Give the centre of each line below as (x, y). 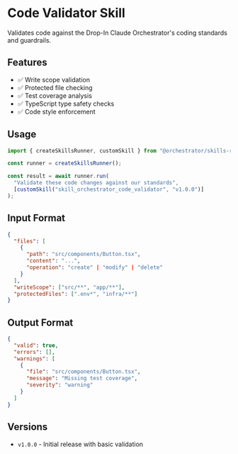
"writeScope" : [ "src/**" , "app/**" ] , (69, 287)
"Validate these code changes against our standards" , (96, 183)
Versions (28, 427)
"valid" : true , (36, 345)
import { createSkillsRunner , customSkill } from (82, 150)
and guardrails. (29, 40)
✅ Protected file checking (55, 87)
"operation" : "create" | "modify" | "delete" (94, 267)
